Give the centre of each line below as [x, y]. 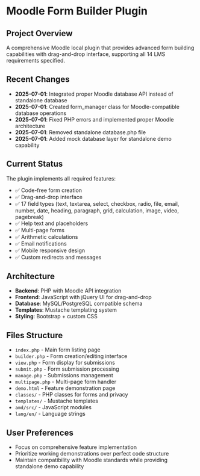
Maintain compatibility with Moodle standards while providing [91, 460]
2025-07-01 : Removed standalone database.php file [80, 132]
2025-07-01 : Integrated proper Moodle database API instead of [94, 94]
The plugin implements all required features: [61, 178]
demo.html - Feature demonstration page [65, 388]
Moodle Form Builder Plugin [77, 11]
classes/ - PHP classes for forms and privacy [71, 395]
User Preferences [40, 432]
